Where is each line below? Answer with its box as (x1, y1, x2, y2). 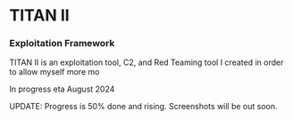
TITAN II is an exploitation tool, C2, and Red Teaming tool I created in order (9, 57, 284, 68)
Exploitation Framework (9, 37, 115, 50)
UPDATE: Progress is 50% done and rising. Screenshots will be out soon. (9, 101, 279, 112)
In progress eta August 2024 (9, 84, 115, 94)
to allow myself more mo (9, 67, 100, 77)
